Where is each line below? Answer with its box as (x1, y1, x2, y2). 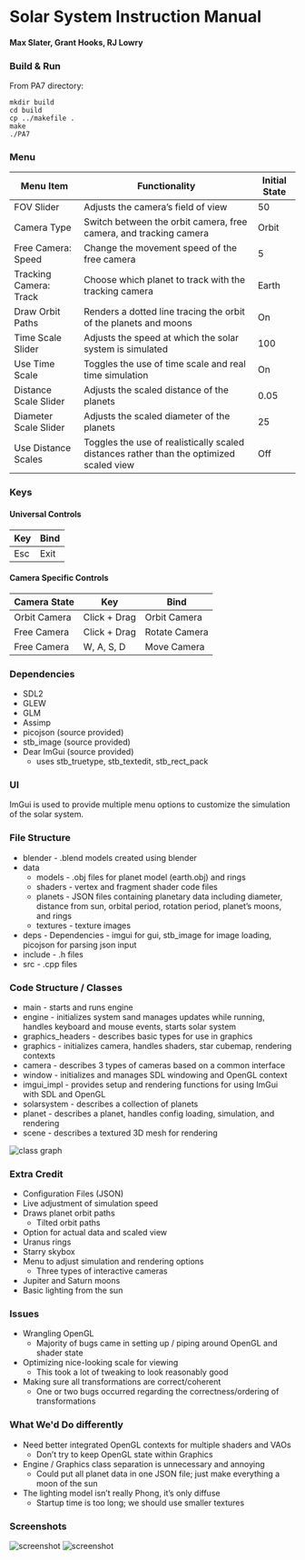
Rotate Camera (144, 625, 209, 638)
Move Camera (144, 640, 205, 653)
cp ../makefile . (9, 114, 75, 124)
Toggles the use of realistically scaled (83, 436, 245, 449)
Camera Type (14, 221, 72, 234)
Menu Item (20, 180, 69, 193)
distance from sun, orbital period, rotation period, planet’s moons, (35, 900, 282, 911)
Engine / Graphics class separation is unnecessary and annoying (22, 1458, 265, 1469)
